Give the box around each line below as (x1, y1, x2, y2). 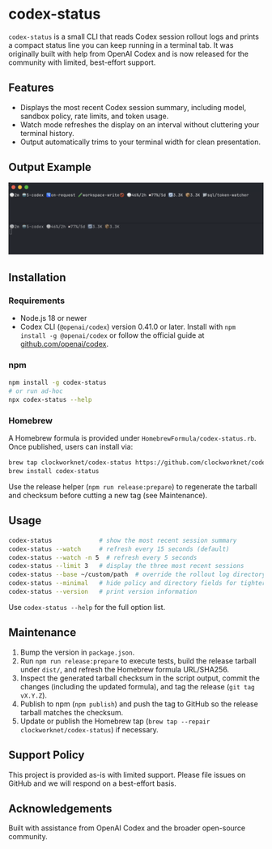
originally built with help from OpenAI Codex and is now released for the (8, 49, 249, 58)
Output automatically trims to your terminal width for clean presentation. (19, 137, 261, 147)
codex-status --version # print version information (8, 588, 198, 596)
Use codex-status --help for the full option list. (8, 602, 166, 612)
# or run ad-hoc (8, 387, 63, 395)
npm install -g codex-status (8, 378, 107, 387)
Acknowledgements (8, 801, 113, 815)
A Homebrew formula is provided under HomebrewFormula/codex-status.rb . (8, 433, 257, 443)
